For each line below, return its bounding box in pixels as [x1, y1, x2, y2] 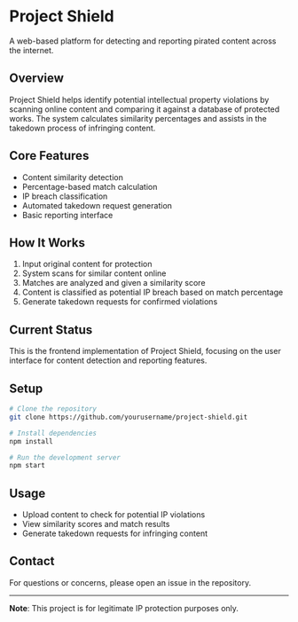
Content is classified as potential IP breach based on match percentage [21, 287, 284, 298]
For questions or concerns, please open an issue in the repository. [9, 577, 251, 587]
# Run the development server [9, 453, 122, 462]
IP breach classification [21, 191, 108, 201]
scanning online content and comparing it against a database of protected [9, 104, 280, 114]
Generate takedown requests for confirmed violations [21, 296, 218, 307]
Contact [9, 554, 55, 569]
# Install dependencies [9, 429, 98, 437]
